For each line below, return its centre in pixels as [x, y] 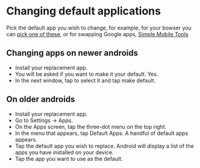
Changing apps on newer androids [72, 53]
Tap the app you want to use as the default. [69, 158]
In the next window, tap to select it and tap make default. [85, 80]
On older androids [41, 100]
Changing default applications [84, 11]
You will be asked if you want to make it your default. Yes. [86, 74]
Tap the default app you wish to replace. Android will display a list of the [104, 146]
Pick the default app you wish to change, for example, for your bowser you [99, 28]
